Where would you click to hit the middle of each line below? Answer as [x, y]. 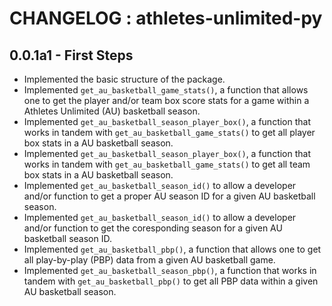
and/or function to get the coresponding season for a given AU [153, 228]
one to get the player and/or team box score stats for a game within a [166, 100]
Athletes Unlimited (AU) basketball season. [112, 111]
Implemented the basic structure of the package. [124, 79]
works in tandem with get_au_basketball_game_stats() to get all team [167, 164]
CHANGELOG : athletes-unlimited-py [166, 18]
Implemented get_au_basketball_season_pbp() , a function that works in [170, 270]
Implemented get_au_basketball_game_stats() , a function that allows [166, 90]
